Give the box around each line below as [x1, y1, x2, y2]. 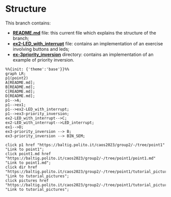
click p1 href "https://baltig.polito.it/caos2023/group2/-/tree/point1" [5, 142, 165, 148]
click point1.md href [5, 151, 51, 156]
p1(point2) [5, 75, 28, 80]
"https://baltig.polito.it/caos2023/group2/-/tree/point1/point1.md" [5, 156, 156, 161]
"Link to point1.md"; [5, 160, 51, 165]
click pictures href [5, 178, 49, 183]
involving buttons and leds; [12, 46, 70, 52]
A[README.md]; [5, 80, 36, 85]
